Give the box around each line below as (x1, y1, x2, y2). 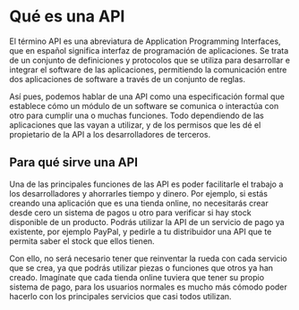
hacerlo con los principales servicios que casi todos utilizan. (9, 290, 232, 301)
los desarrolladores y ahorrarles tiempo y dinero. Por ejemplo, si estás (9, 188, 269, 198)
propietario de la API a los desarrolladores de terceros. (9, 129, 211, 139)
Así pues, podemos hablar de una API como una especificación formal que (9, 91, 285, 102)
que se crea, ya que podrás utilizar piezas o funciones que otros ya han (9, 262, 274, 273)
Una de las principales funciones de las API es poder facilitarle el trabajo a (9, 179, 284, 189)
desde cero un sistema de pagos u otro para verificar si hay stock (9, 207, 252, 218)
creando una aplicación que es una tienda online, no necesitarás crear (9, 197, 269, 208)
